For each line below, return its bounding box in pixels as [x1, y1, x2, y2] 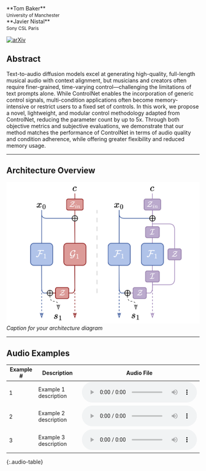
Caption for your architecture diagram [6, 324, 103, 332]
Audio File [126, 369, 153, 377]
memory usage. [6, 142, 46, 149]
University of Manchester [6, 12, 60, 18]
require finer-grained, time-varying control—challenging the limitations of [6, 83, 192, 90]
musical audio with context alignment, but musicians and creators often [6, 77, 187, 84]
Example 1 [38, 386, 66, 393]
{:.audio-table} [6, 458, 44, 465]
